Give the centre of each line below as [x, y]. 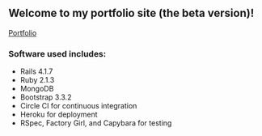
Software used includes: [57, 53]
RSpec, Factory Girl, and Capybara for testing [96, 123]
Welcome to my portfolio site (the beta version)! [131, 13]
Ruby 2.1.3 [37, 80]
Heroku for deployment [59, 115]
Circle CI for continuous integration [78, 106]
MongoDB [37, 89]
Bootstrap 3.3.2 [46, 97]
